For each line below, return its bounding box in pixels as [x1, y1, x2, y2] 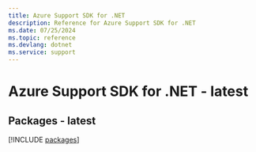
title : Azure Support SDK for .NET [8, 11, 126, 20]
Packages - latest [8, 114, 96, 127]
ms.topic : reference [8, 33, 77, 42]
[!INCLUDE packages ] [8, 135, 80, 144]
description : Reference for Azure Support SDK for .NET [8, 19, 196, 27]
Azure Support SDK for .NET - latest [8, 82, 249, 101]
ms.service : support [8, 48, 77, 56]
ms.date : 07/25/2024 [8, 26, 77, 34]
